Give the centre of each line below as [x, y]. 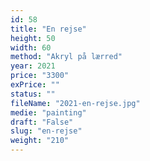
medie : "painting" [48, 112]
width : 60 [31, 47]
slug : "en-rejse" [46, 131]
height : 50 [33, 38]
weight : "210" [40, 141]
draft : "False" [42, 122]
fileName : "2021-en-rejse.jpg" [75, 103]
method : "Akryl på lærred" [66, 57]
